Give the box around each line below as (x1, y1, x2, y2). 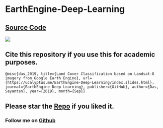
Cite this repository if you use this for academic (5, 51, 156, 59)
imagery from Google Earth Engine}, (5, 75, 81, 80)
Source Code (5, 23, 46, 32)
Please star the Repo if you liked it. (5, 102, 114, 111)
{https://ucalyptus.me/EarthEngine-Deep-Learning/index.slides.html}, (5, 80, 155, 85)
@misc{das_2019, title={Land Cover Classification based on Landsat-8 (5, 71, 155, 76)
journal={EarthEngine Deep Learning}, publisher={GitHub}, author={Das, (5, 84, 159, 89)
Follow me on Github (5, 117, 56, 124)
